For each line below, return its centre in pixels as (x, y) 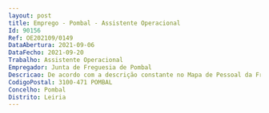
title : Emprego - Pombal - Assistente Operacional (94, 23)
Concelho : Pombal (37, 90)
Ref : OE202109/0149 (41, 38)
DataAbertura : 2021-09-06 (51, 45)
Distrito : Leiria (37, 97)
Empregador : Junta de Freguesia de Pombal (80, 68)
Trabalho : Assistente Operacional (66, 60)
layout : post (30, 16)
